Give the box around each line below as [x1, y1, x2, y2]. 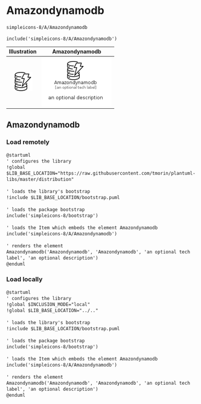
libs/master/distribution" [6, 176, 74, 182]
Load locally [6, 275, 43, 283]
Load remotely [6, 137, 50, 146]
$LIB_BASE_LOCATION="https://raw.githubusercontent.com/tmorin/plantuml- [6, 170, 196, 176]
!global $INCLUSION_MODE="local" [6, 302, 91, 308]
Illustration [8, 48, 37, 55]
